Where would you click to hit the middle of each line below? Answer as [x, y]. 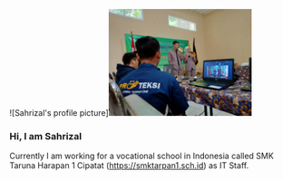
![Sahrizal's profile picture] [59, 113]
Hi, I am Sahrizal [46, 136]
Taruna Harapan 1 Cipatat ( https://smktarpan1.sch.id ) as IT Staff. [129, 166]
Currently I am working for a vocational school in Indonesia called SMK [141, 156]
